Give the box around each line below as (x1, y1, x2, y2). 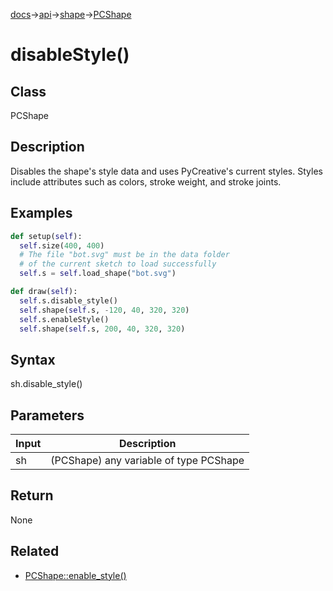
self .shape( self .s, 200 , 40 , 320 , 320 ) (19, 324, 186, 334)
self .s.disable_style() (19, 295, 118, 306)
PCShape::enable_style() (24, 569, 127, 581)
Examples (10, 205, 73, 222)
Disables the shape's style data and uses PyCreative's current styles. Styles (10, 165, 323, 177)
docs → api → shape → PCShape (10, 9, 132, 20)
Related (10, 543, 60, 560)
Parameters (10, 407, 85, 424)
